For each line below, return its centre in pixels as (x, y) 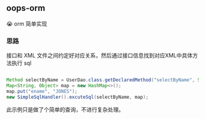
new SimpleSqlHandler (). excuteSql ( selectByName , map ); (77, 97)
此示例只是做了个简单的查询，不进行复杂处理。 (65, 109)
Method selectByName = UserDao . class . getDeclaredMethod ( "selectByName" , (101, 80)
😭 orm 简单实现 (27, 23)
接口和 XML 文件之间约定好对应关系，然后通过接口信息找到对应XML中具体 (100, 56)
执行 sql (21, 63)
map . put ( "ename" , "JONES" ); (42, 91)
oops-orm (26, 8)
